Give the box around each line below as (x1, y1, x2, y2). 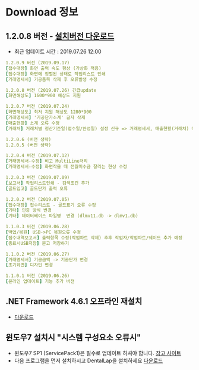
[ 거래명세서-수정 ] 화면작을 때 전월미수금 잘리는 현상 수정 (5, 164, 128, 170)
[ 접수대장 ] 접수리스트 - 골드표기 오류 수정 (5, 202, 96, 208)
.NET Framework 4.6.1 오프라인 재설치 (5, 296, 143, 307)
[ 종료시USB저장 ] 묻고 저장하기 (5, 240, 70, 246)
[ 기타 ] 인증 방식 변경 (5, 207, 52, 213)
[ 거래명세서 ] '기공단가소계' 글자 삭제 (5, 114, 86, 120)
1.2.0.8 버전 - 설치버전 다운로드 (5, 31, 115, 41)
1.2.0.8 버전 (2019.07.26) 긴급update (5, 87, 97, 93)
